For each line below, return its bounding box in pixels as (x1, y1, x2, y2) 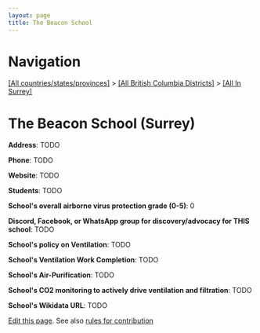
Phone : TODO (8, 156, 53, 165)
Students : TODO (8, 186, 63, 196)
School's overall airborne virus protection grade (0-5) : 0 (8, 201, 195, 210)
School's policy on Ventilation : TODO (8, 240, 132, 250)
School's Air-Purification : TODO (8, 270, 115, 280)
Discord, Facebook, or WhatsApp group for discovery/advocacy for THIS (8, 217, 250, 226)
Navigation (8, 53, 81, 71)
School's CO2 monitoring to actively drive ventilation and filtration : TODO (8, 286, 252, 295)
